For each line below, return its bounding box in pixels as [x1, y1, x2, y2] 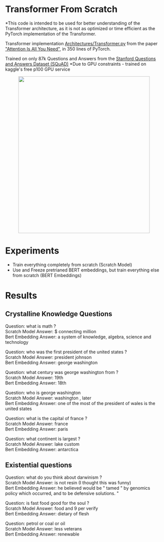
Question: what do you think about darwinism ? [5, 474, 102, 480]
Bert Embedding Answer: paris [5, 426, 68, 432]
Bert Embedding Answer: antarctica [5, 446, 78, 452]
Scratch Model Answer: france [5, 421, 68, 427]
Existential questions [5, 461, 72, 470]
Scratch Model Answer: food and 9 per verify [5, 505, 98, 511]
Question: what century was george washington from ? [5, 369, 118, 375]
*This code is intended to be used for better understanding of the [5, 20, 140, 26]
